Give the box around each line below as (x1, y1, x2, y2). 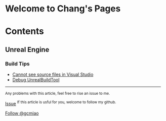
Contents (5, 26, 44, 37)
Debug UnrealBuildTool (12, 77, 60, 83)
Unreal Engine (5, 45, 49, 54)
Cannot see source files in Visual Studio (12, 71, 94, 77)
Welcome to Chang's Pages (5, 3, 121, 14)
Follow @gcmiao (5, 110, 39, 116)
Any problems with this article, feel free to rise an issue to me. (5, 91, 110, 96)
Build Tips (5, 60, 30, 67)
